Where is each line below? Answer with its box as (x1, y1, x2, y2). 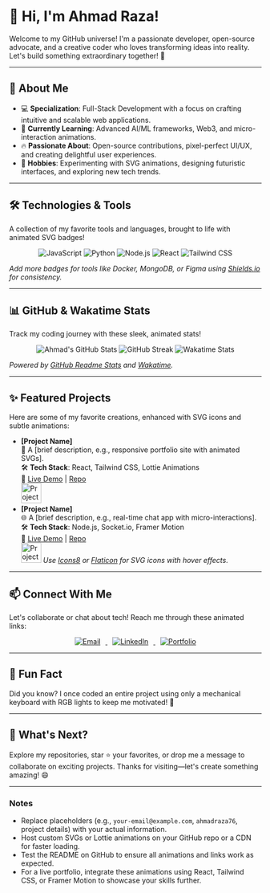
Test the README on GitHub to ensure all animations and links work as (20, 850, 255, 859)
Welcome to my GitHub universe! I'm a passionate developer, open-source (9, 34, 256, 43)
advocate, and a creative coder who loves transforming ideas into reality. (9, 42, 250, 51)
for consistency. (9, 272, 62, 282)
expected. (20, 858, 54, 868)
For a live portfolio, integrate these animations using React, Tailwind (20, 866, 244, 876)
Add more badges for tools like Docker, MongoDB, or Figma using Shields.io (9, 263, 260, 273)
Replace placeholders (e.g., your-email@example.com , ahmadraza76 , (20, 815, 239, 826)
